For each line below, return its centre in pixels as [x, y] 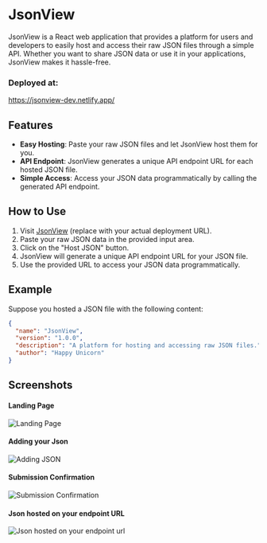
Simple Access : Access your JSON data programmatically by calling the [138, 178]
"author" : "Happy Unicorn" [60, 353]
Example [30, 289]
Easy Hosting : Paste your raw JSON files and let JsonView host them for [139, 144]
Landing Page [31, 405]
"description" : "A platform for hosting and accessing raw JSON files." [138, 346]
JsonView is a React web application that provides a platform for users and [131, 37]
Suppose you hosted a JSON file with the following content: [106, 309]
